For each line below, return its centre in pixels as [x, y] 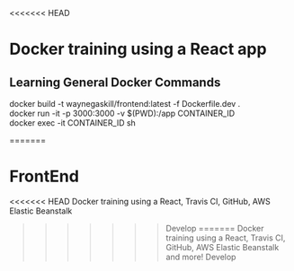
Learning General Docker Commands [115, 82]
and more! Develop [201, 257]
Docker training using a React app [138, 49]
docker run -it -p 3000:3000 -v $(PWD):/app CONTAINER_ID [122, 113]
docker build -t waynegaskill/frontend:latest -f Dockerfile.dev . [125, 104]
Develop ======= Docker [215, 228]
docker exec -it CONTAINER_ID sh [73, 123]
